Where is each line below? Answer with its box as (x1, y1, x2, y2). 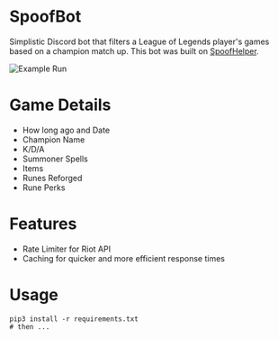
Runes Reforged (22, 172, 83, 183)
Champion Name (22, 133, 85, 145)
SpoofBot (9, 6, 82, 27)
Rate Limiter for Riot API (22, 243, 111, 254)
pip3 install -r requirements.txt (9, 314, 139, 324)
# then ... (9, 322, 50, 331)
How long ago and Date (22, 124, 111, 135)
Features (9, 214, 77, 234)
